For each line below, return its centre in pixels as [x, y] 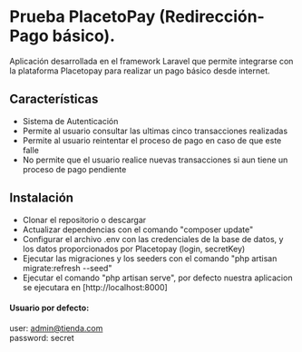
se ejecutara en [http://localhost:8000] [95, 287]
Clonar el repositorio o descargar [84, 220]
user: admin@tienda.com [56, 328]
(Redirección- [211, 17]
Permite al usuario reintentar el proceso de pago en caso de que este [152, 140]
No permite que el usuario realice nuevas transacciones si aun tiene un [155, 160]
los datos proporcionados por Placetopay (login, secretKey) [134, 249]
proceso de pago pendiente [74, 169]
